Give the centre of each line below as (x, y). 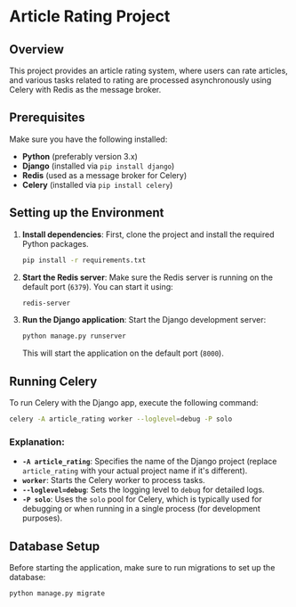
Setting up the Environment (87, 213)
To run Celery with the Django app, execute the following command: (134, 403)
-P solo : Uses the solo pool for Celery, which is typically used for (142, 499)
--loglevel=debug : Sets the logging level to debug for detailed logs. (143, 490)
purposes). (42, 518)
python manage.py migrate (57, 594)
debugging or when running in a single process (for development (141, 509)
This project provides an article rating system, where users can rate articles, (149, 70)
